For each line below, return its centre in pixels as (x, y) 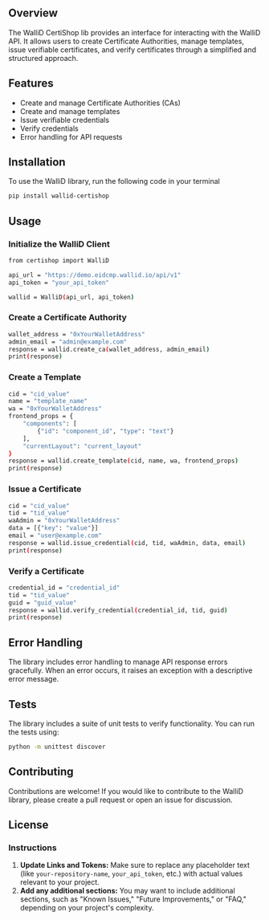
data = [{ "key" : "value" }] (53, 528)
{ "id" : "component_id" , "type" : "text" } (106, 431)
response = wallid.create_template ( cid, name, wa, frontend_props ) (124, 461)
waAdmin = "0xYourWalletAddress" (64, 521)
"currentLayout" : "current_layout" (82, 446)
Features (31, 83)
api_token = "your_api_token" (59, 283)
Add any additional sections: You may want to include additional (127, 891)
